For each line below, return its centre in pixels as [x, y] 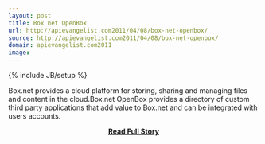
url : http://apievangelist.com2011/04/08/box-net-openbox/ [108, 30]
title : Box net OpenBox [48, 23]
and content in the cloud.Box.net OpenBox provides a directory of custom [129, 99]
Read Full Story [134, 131]
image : [19, 53]
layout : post [30, 16]
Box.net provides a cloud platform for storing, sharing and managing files [128, 91]
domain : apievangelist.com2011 [60, 45]
